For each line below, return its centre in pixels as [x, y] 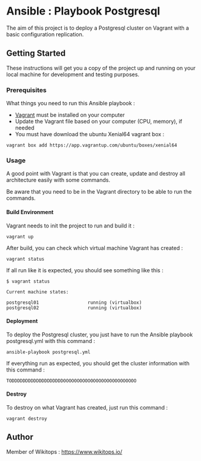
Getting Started [36, 54]
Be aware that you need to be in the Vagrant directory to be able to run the [99, 192]
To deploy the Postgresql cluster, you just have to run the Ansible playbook [100, 335]
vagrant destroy [27, 419]
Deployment [22, 321]
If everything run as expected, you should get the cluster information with [98, 363]
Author [20, 437]
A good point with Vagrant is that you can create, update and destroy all [96, 174]
